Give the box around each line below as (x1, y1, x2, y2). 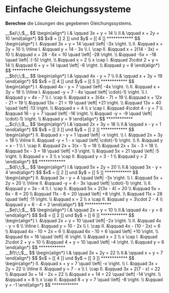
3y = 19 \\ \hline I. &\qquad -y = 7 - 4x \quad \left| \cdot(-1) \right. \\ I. (5, 89, 148, 95)
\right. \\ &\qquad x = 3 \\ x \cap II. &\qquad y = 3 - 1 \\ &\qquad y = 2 (5, 153, 147, 159)
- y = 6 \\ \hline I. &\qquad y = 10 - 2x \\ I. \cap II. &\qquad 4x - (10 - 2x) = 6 (5, 223, 160, 229)
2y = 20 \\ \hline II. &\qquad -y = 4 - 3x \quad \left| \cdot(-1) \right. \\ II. (5, 180, 152, 186)
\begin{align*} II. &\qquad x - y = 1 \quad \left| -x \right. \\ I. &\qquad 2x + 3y (5, 132, 163, 138)
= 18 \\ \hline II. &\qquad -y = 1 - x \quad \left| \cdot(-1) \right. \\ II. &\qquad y (5, 137, 163, 143)
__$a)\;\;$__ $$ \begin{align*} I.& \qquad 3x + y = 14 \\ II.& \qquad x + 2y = (5, 30, 160, 36)
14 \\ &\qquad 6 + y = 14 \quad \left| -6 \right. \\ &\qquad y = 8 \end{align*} (5, 62, 160, 68)
